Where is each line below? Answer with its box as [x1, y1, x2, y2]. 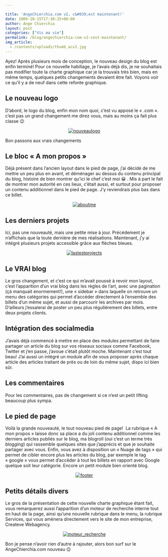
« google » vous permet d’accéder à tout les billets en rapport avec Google [5, 457, 160, 463]
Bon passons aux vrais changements [5, 137, 82, 144]
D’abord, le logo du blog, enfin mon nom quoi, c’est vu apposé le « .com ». [5, 107, 159, 113]
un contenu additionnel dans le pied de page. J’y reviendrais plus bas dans [5, 187, 160, 193]
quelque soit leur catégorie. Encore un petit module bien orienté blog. [5, 463, 149, 469]
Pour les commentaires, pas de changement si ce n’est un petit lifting [5, 392, 148, 398]
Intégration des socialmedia [5, 324, 94, 333]
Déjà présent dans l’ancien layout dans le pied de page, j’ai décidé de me [5, 165, 156, 171]
